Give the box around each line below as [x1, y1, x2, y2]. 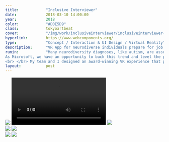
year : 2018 [5, 17, 55, 22]
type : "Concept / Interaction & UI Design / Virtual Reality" [5, 40, 165, 45]
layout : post [5, 63, 55, 68]
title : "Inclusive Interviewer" [5, 7, 98, 13]
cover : [5, 31, 19, 36]
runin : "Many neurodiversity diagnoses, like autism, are [5, 49, 154, 54]
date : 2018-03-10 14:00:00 [5, 12, 89, 17]
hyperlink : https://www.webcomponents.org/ [5, 36, 114, 41]
